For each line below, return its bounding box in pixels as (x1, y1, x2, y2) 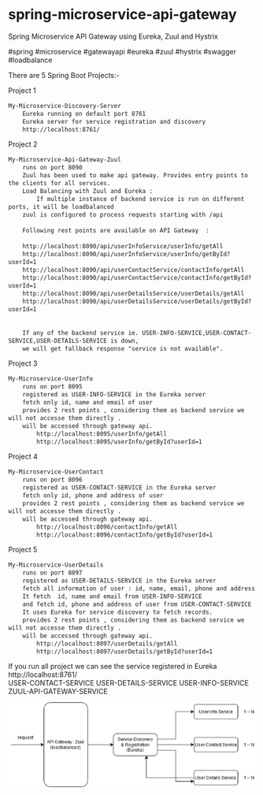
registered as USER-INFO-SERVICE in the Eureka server (22, 390, 206, 399)
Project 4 (8, 451, 38, 461)
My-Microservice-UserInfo (8, 374, 93, 383)
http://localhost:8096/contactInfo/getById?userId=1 (36, 530, 213, 539)
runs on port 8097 (22, 569, 83, 577)
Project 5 (8, 544, 38, 554)
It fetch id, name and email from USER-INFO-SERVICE (22, 593, 202, 600)
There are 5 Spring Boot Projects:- (8, 70, 120, 80)
